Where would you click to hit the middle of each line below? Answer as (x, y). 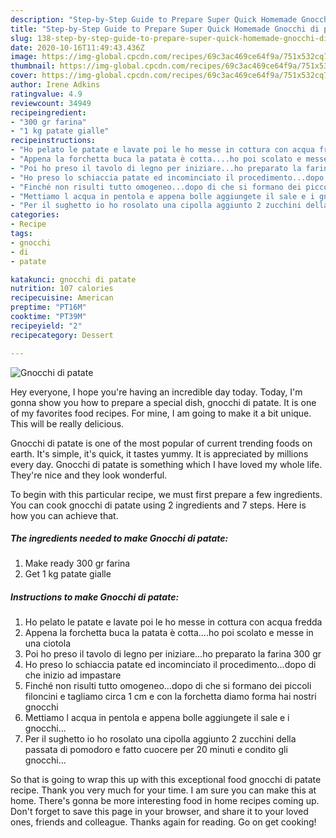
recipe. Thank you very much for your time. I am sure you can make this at (163, 790)
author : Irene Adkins (55, 85)
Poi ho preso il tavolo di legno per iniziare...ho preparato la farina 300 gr (173, 654)
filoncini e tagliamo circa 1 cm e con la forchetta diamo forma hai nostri (170, 697)
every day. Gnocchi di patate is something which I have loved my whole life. (166, 464)
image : (24, 57)
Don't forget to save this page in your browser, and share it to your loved (159, 812)
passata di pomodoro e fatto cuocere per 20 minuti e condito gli (156, 750)
